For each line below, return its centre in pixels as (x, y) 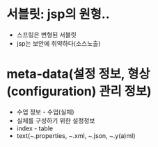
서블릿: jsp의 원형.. (58, 14)
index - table (35, 128)
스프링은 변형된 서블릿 (47, 35)
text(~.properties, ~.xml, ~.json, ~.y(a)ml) (76, 135)
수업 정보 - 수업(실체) (45, 112)
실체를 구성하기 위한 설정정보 (56, 120)
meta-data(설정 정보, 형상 (78, 74)
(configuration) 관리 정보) (79, 92)
